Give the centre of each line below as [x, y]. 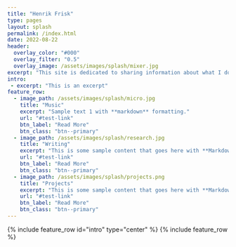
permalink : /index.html [42, 33]
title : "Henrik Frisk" [40, 14]
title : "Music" [42, 105]
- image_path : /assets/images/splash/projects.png [89, 177]
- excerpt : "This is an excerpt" [59, 86]
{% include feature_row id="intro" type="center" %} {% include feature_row [118, 229]
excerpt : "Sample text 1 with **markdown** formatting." [105, 112]
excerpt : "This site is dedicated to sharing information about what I [114, 72]
